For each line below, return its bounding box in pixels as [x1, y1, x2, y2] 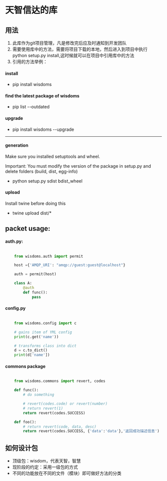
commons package [5, 363, 46, 369]
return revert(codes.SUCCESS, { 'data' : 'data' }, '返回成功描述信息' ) [23, 429, 160, 434]
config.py [5, 305, 26, 311]
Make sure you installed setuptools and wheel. [5, 153, 100, 159]
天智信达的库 [5, 4, 58, 16]
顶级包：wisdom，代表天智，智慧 [12, 458, 81, 464]
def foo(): [14, 419, 37, 424]
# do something [23, 392, 55, 397]
